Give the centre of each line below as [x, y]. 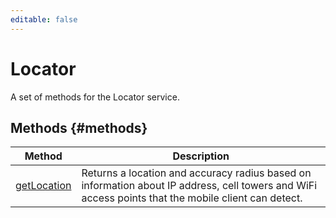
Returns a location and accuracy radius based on [196, 173]
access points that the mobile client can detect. [192, 198]
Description [201, 156]
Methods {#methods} [79, 127]
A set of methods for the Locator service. [95, 97]
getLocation [43, 186]
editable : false [44, 19]
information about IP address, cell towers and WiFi [199, 186]
